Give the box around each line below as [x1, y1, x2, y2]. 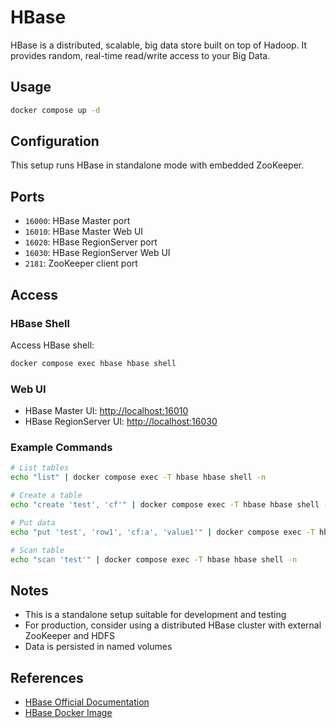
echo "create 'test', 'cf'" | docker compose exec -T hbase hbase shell [10, 500, 320, 510]
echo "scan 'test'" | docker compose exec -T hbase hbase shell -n [10, 554, 298, 565]
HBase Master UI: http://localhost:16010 [24, 405, 189, 417]
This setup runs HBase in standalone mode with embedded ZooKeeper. [10, 159, 305, 171]
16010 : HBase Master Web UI [24, 226, 144, 238]
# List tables [10, 463, 70, 473]
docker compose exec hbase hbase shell [10, 358, 177, 368]
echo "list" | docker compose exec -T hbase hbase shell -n [10, 472, 267, 483]
